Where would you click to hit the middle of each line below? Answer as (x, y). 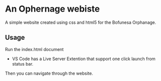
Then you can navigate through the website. (49, 73)
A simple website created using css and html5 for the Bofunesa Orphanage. (81, 22)
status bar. (23, 64)
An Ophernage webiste (53, 9)
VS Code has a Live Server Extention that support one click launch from (84, 59)
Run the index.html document (34, 49)
